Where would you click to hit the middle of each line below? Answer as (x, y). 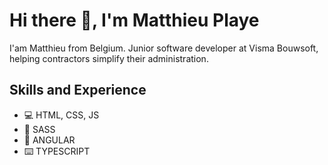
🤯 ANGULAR (49, 140)
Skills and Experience (78, 90)
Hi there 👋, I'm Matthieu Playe (134, 20)
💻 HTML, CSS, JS (61, 115)
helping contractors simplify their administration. (109, 58)
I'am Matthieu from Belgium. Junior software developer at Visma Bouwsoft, (164, 48)
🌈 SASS (39, 129)
